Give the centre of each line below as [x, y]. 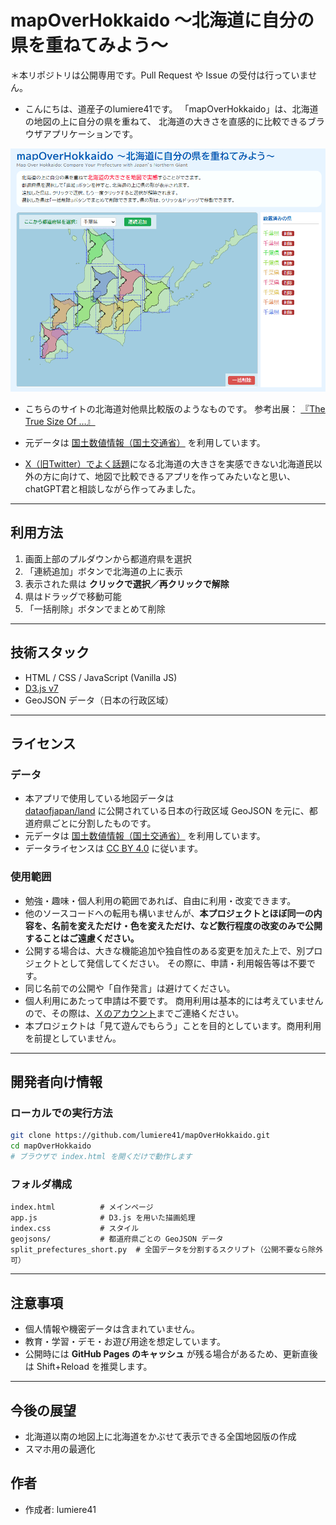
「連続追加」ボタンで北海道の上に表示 [103, 571]
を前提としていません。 [73, 1038]
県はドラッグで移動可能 [73, 596]
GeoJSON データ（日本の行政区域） [99, 700]
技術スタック [50, 652]
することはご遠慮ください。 [82, 938]
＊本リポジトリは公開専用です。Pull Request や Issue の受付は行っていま [159, 75]
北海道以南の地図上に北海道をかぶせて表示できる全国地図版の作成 [160, 1436]
